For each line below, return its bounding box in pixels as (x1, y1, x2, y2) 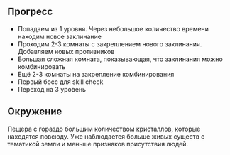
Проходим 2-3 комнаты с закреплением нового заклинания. (17, 39, 202, 48)
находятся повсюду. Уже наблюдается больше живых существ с (7, 132, 205, 141)
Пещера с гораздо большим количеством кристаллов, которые (7, 124, 201, 133)
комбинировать (17, 62, 66, 70)
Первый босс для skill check (17, 77, 104, 86)
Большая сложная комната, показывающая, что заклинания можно (17, 55, 224, 63)
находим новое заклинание (17, 32, 102, 41)
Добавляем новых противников (17, 47, 115, 55)
